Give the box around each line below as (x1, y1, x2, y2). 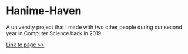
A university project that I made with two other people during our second (6, 23, 182, 31)
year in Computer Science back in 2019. (6, 29, 103, 36)
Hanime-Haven (6, 4, 82, 18)
